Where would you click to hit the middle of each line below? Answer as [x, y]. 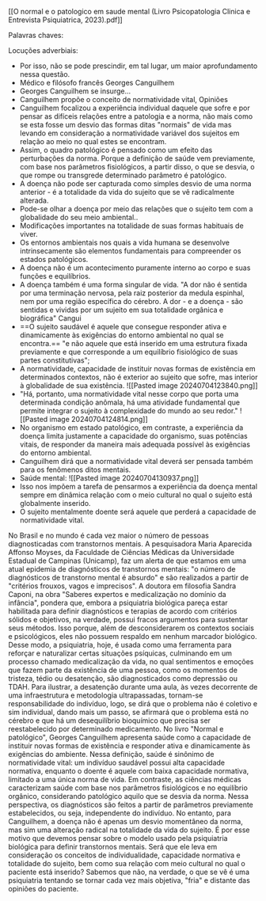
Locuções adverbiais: [43, 50]
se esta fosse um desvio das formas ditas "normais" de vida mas [125, 125]
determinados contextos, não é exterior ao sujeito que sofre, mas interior [139, 377]
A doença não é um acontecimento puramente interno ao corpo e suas [135, 268]
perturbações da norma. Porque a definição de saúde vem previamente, [137, 158]
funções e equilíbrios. [55, 276]
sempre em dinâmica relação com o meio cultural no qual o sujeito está [136, 495]
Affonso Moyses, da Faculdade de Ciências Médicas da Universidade [122, 552]
